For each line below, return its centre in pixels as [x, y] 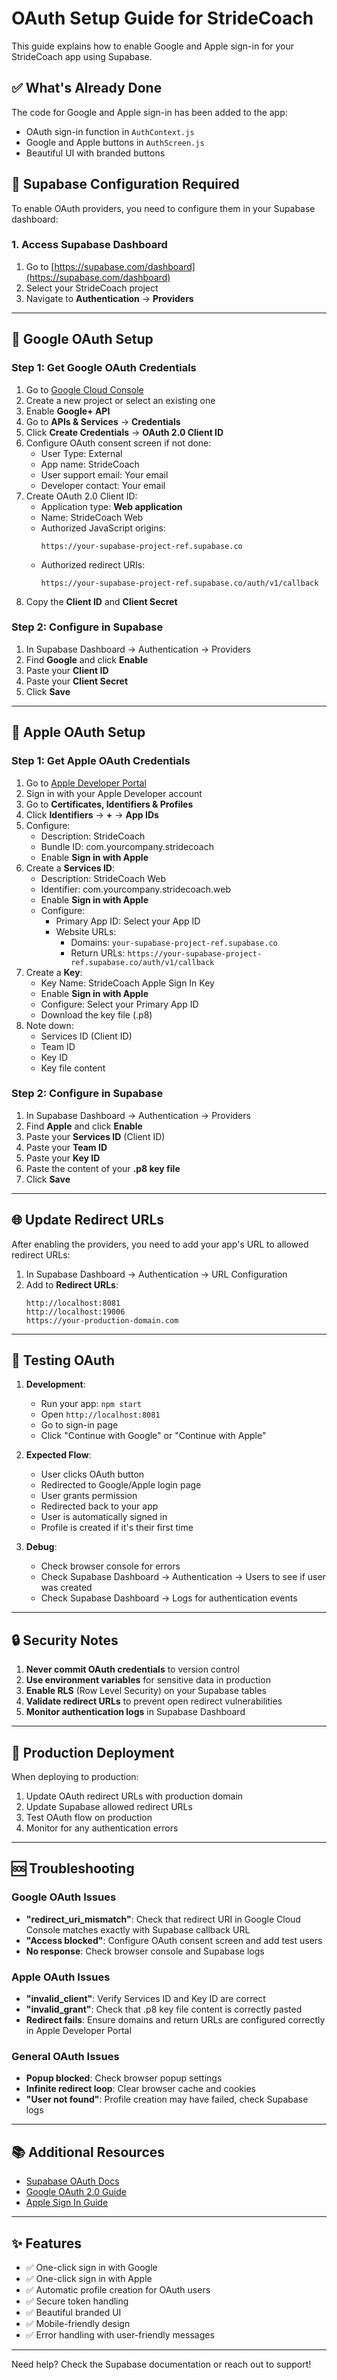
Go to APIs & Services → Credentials [103, 421]
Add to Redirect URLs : [72, 1284]
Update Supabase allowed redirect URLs [109, 1807]
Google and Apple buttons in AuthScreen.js [115, 142]
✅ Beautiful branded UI [73, 2312]
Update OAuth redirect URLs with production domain [134, 1796]
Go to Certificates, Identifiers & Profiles [109, 804]
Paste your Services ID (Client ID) [95, 1136]
